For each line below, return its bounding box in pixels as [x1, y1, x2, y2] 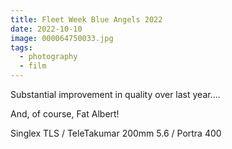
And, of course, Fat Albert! [10, 108, 120, 120]
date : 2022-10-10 [10, 24, 83, 34]
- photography [19, 52, 78, 62]
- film [19, 61, 47, 71]
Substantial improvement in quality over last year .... [10, 89, 221, 100]
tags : [10, 42, 33, 53]
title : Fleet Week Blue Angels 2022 [10, 14, 163, 25]
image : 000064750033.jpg [10, 33, 114, 43]
